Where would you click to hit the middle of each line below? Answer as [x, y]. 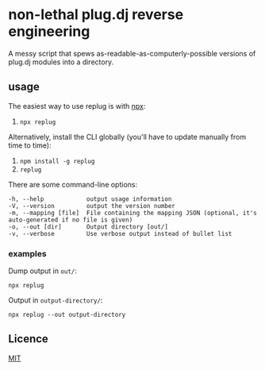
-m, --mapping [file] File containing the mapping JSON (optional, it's [133, 213]
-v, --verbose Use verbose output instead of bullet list [120, 233]
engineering [49, 31]
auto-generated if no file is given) [71, 220]
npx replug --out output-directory [67, 315]
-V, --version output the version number [92, 206]
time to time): [30, 145]
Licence [29, 339]
